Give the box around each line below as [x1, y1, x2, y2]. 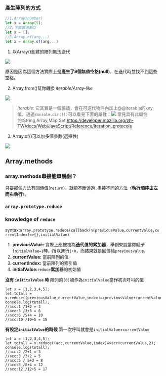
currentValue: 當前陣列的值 [12, 254, 69, 260]
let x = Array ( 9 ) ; [5, 21, 43, 26]
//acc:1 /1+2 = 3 [5, 304, 41, 309]
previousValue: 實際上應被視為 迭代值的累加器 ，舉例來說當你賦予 [12, 242, 145, 248]
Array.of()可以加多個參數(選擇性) [12, 133, 79, 139]
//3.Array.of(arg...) [5, 34, 50, 39]
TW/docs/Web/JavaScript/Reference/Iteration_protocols [17, 123, 132, 129]
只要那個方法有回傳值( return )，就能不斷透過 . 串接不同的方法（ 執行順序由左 [5, 185, 158, 191]
